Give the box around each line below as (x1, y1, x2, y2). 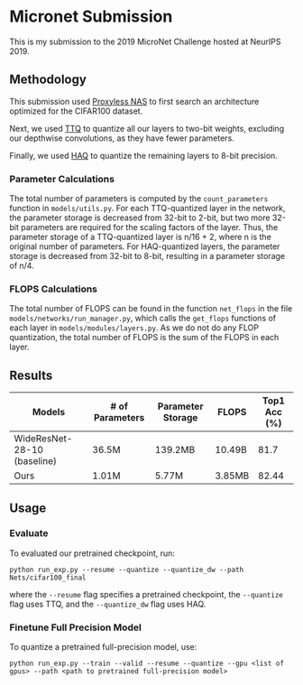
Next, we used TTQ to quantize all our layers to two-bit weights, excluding (9, 123, 285, 134)
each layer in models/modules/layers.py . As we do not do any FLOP (9, 322, 260, 333)
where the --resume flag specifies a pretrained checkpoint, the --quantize (9, 588, 284, 599)
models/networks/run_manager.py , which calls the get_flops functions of (9, 313, 277, 324)
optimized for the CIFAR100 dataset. (9, 106, 143, 116)
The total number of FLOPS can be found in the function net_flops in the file (9, 303, 293, 314)
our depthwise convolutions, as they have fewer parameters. (9, 133, 234, 143)
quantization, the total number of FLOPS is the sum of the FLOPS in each (9, 332, 280, 343)
